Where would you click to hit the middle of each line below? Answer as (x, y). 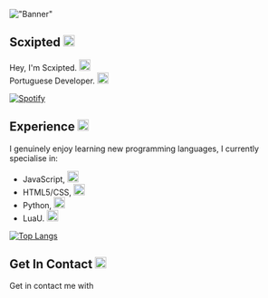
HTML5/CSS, (47, 192)
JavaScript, (44, 179)
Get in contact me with (52, 286)
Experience (42, 127)
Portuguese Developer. (52, 81)
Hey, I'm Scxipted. (43, 67)
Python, (37, 205)
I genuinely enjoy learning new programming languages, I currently (134, 149)
